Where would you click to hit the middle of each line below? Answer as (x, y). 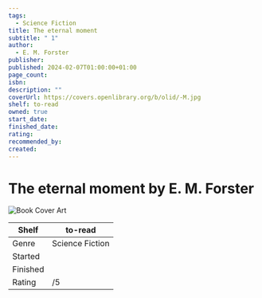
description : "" (35, 90)
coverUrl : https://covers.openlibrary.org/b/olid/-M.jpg (105, 97)
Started (26, 257)
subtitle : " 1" (33, 38)
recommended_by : (35, 141)
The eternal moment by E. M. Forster (131, 188)
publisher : (26, 61)
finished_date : (33, 127)
